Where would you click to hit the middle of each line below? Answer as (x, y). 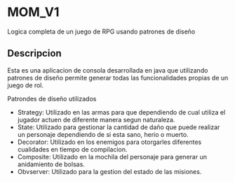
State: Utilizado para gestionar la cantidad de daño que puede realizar (119, 127)
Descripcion (34, 53)
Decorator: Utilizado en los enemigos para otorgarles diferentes (109, 142)
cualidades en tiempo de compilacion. (72, 149)
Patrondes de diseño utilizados (52, 98)
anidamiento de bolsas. (51, 164)
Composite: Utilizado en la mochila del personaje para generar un (112, 156)
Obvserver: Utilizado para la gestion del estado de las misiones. (109, 171)
